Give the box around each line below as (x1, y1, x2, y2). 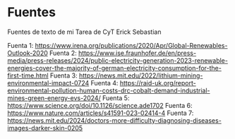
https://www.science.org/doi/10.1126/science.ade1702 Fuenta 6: (7, 101, 193, 109)
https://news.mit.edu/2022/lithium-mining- (78, 71, 203, 80)
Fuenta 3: (49, 71, 78, 80)
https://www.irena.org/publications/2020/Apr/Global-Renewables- (35, 41, 228, 49)
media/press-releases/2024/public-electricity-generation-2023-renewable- (7, 56, 228, 64)
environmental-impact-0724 (7, 78, 90, 87)
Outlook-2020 (7, 49, 48, 57)
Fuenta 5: (102, 93, 130, 102)
